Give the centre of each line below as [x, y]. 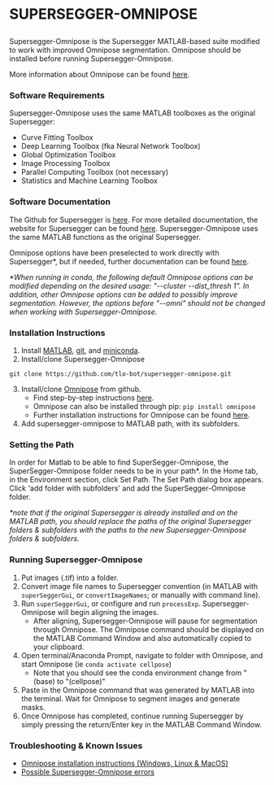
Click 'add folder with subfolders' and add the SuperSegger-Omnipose [128, 488]
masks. [33, 707]
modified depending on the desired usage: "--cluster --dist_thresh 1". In [129, 286]
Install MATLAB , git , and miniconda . [80, 351]
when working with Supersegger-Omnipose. [83, 312]
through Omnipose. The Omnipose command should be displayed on [148, 629]
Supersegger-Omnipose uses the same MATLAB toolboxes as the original [132, 113]
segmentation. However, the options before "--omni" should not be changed [137, 303]
